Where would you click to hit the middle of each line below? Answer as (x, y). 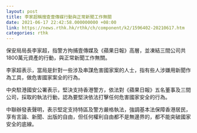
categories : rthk (27, 33)
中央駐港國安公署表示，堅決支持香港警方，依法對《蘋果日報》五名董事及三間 (98, 90)
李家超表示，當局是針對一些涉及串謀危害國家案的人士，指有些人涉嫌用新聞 (96, 70)
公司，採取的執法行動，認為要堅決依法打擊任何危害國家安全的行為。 (88, 97)
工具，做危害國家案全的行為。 (47, 78)
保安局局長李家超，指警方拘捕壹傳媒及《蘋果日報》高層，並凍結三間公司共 (96, 51)
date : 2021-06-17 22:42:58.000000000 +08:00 (61, 22)
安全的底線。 (21, 124)
